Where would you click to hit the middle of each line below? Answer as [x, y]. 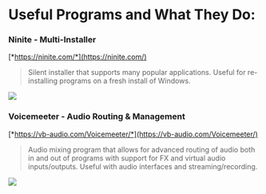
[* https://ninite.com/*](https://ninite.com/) [77, 57]
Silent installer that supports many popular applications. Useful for [137, 73]
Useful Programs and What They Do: [132, 15]
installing [43, 81]
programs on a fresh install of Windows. [125, 81]
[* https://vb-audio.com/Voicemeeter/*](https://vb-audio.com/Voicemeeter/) [133, 134]
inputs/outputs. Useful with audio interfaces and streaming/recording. [143, 166]
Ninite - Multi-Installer [52, 40]
